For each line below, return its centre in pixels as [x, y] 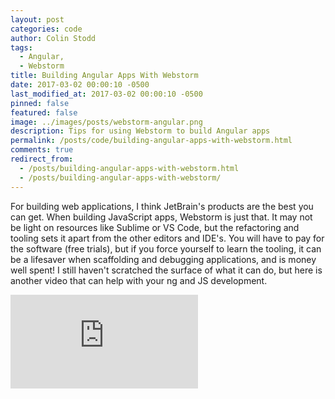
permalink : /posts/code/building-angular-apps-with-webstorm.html [151, 141]
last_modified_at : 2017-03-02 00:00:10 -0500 [106, 94]
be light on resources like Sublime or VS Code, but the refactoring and [155, 227]
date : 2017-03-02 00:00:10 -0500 [80, 85]
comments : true [42, 150]
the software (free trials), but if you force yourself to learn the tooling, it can [166, 248]
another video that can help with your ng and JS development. [139, 280]
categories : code [46, 29]
